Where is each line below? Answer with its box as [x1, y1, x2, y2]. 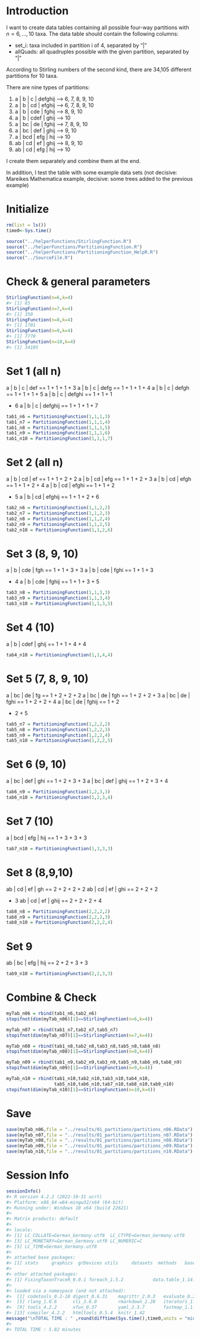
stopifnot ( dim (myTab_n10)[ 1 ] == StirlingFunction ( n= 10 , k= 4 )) [6, 1086, 156, 1092]
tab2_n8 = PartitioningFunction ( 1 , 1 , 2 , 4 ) [6, 516, 111, 522]
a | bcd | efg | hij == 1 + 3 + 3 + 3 [6, 834, 87, 841]
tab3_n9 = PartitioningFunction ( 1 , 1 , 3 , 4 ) [6, 595, 111, 602]
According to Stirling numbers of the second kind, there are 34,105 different [6, 65, 192, 73]
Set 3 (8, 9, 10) [6, 547, 79, 561]
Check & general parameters [6, 275, 151, 289]
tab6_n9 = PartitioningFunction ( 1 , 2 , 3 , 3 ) [6, 789, 111, 795]
